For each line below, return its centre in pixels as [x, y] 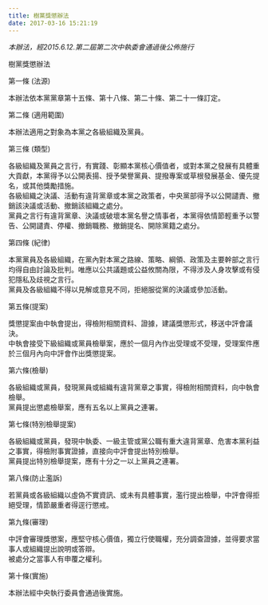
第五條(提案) [29, 306]
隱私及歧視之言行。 [46, 279]
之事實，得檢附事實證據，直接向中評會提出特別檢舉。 [96, 451]
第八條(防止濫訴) [35, 478]
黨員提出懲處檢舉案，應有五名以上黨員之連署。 [85, 407]
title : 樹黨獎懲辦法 [39, 16]
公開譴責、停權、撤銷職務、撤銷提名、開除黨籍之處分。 [113, 225]
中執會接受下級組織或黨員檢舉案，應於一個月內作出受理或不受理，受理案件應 [134, 343]
